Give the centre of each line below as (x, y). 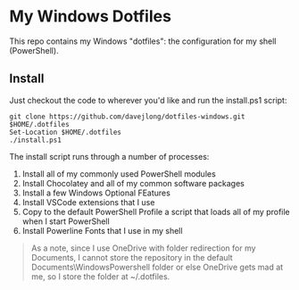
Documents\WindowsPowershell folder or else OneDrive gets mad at (157, 267)
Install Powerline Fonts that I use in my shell (102, 230)
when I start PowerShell (66, 221)
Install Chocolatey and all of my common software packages (133, 183)
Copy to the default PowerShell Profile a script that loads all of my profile (156, 211)
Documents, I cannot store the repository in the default (132, 257)
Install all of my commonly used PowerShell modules (119, 174)
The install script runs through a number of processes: (109, 156)
